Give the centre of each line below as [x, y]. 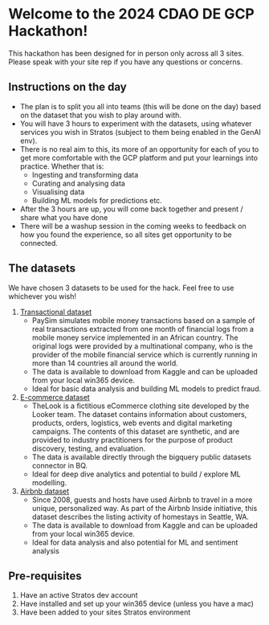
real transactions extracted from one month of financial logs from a [143, 329]
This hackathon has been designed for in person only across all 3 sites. [126, 53]
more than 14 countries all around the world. [105, 363]
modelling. [49, 482]
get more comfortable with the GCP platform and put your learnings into [139, 157]
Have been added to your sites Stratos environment [105, 612]
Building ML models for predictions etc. [97, 200]
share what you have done [64, 217]
